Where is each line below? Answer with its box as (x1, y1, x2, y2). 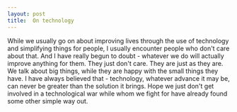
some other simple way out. (7, 96, 88, 105)
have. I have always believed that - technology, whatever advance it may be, (7, 74, 230, 82)
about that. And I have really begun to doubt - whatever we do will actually (7, 51, 224, 60)
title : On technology (7, 17, 74, 24)
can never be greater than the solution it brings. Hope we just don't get (7, 82, 214, 90)
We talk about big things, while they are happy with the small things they (7, 67, 219, 75)
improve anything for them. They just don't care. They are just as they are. (7, 59, 224, 67)
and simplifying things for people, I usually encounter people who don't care (7, 44, 230, 52)
